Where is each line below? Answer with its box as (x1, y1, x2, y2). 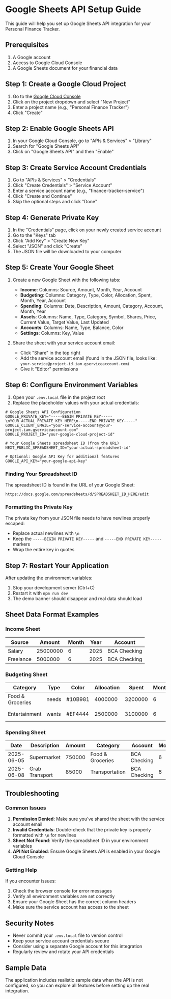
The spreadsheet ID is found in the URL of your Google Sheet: (5, 481, 135, 488)
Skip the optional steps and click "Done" (12, 199, 98, 205)
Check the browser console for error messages (12, 888, 112, 894)
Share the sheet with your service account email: (12, 340, 116, 346)
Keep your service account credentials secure (12, 938, 109, 944)
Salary (8, 647, 23, 654)
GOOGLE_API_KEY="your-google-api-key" (5, 458, 88, 464)
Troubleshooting (5, 789, 60, 798)
